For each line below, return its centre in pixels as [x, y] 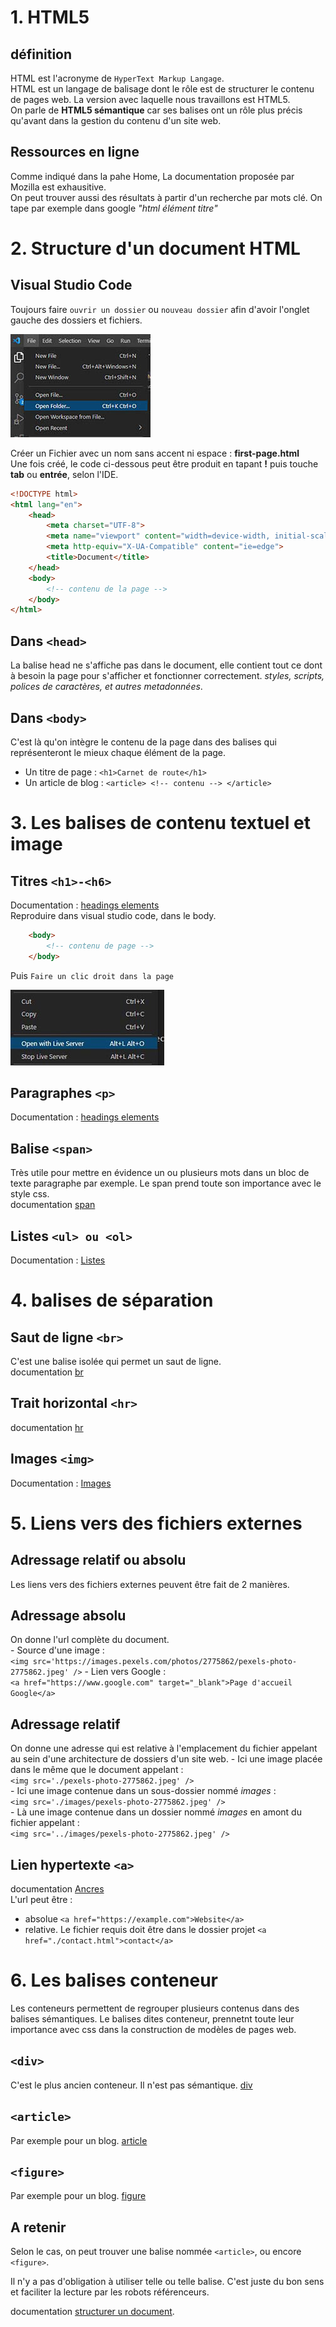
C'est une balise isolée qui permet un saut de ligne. [116, 1361]
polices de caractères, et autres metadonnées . [106, 687]
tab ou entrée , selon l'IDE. [64, 474]
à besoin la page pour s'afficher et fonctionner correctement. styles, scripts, [167, 676]
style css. [30, 1194]
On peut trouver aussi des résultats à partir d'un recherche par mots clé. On [166, 197]
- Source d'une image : [57, 1650]
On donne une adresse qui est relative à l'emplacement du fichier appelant [164, 1748]
